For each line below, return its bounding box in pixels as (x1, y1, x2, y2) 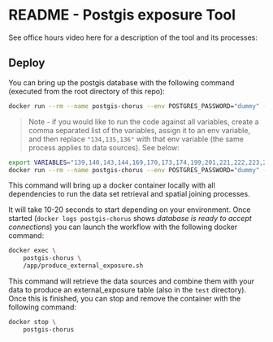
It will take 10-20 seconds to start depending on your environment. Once (8, 205, 251, 214)
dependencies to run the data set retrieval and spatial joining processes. (8, 189, 250, 199)
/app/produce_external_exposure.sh (23, 262, 144, 270)
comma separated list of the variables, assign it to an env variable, (28, 125, 250, 135)
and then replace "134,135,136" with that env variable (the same (28, 134, 244, 144)
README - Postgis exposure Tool (8, 6, 236, 24)
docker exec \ (8, 246, 57, 255)
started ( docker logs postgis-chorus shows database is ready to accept (8, 214, 252, 223)
